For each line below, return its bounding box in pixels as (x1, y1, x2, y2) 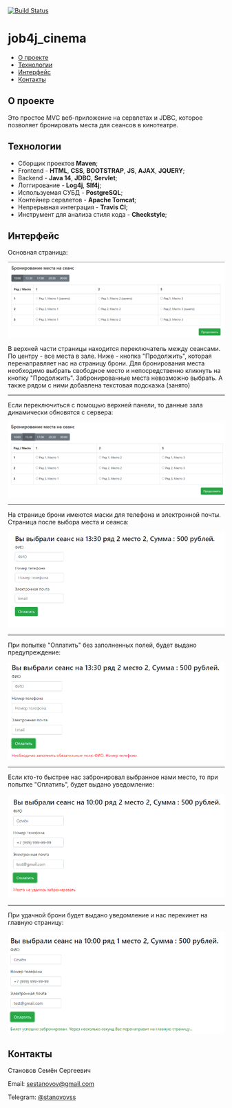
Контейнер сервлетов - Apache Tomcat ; (17, 195, 137, 204)
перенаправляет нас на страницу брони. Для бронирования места (8, 359, 205, 367)
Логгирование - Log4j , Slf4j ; (17, 181, 102, 189)
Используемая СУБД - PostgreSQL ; (17, 188, 123, 196)
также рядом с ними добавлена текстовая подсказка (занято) (8, 381, 191, 389)
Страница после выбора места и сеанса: (8, 518, 129, 526)
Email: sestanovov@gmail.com (8, 1080, 95, 1088)
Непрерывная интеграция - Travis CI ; (17, 203, 128, 211)
